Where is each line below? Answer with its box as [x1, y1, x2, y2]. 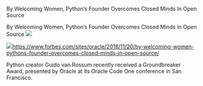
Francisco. [6, 74, 33, 81]
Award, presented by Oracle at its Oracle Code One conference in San [6, 68, 182, 74]
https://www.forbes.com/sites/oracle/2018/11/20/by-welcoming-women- [12, 43, 194, 50]
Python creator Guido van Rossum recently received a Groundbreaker [6, 61, 181, 68]
